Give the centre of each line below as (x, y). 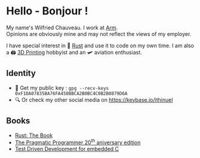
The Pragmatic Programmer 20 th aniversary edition (78, 142)
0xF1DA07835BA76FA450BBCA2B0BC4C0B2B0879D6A (71, 93)
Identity (21, 73)
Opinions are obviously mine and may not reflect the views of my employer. (99, 34)
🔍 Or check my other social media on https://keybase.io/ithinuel (94, 99)
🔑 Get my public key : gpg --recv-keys (62, 87)
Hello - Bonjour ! (47, 11)
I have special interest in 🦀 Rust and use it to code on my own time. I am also (100, 45)
